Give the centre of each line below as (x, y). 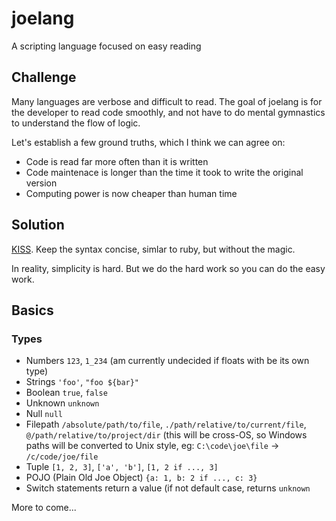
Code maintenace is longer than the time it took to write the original (164, 172)
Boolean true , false (66, 393)
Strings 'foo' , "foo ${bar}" (82, 382)
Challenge (44, 77)
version (41, 183)
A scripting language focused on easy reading (106, 46)
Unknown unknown (62, 403)
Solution (38, 225)
